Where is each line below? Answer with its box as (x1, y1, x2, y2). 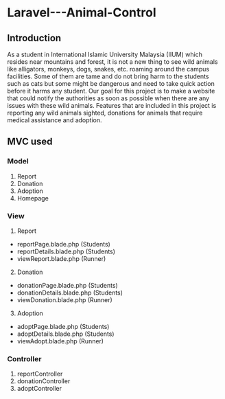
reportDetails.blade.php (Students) (16, 247, 115, 255)
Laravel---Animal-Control (7, 5, 156, 21)
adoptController (16, 385, 62, 393)
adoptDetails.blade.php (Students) (16, 330, 115, 338)
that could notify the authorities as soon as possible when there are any (7, 94, 210, 102)
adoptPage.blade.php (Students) (16, 322, 110, 330)
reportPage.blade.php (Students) (16, 240, 111, 248)
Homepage (16, 194, 49, 202)
